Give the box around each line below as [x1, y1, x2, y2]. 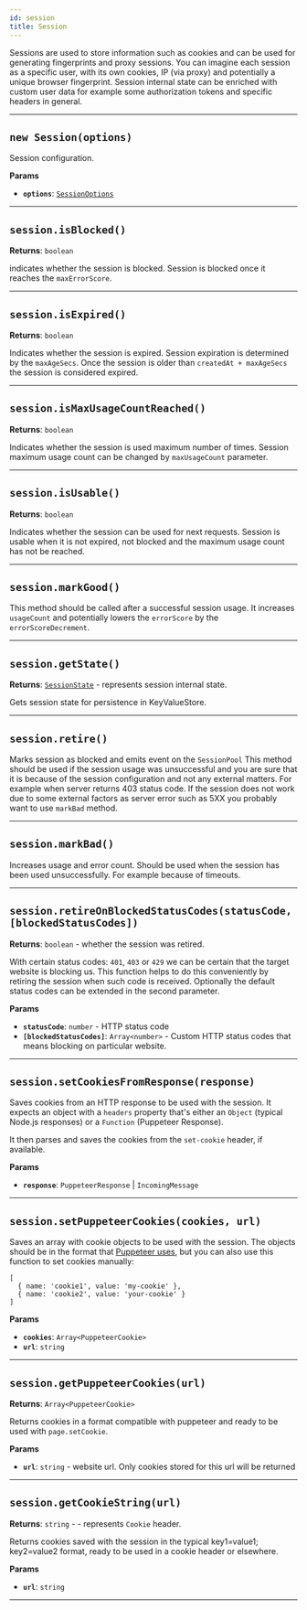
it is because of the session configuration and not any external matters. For [9, 774, 292, 784]
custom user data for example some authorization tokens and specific [9, 86, 272, 97]
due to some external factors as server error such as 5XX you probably [9, 793, 278, 803]
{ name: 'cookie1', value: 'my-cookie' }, [17, 1282, 182, 1291]
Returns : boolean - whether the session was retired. [9, 939, 206, 950]
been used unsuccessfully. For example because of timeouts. [9, 869, 241, 880]
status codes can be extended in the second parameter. [9, 985, 220, 996]
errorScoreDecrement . [9, 622, 90, 633]
